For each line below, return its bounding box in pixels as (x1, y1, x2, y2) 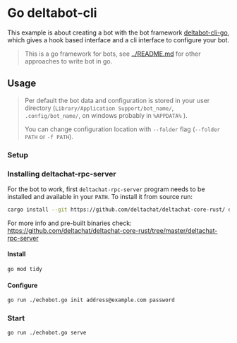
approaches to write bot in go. (24, 56, 113, 65)
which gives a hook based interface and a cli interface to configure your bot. (7, 35, 230, 44)
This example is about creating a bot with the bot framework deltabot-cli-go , (7, 28, 230, 37)
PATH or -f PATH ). (24, 132, 74, 140)
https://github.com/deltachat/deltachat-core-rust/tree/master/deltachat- (7, 226, 218, 234)
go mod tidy (7, 266, 42, 273)
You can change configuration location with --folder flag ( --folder (24, 125, 221, 133)
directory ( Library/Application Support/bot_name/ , (24, 104, 174, 112)
